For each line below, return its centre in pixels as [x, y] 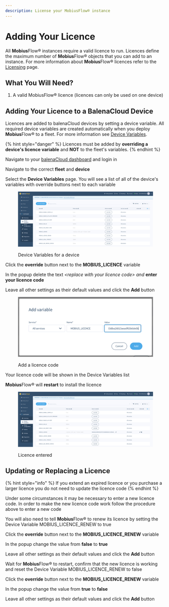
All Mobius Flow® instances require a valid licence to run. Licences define [82, 50]
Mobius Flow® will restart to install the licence [53, 385]
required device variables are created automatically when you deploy [78, 129]
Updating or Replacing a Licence [58, 471]
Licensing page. [22, 67]
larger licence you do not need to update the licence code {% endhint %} [82, 488]
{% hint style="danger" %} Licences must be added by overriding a [77, 144]
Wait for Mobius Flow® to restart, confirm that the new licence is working [81, 564]
